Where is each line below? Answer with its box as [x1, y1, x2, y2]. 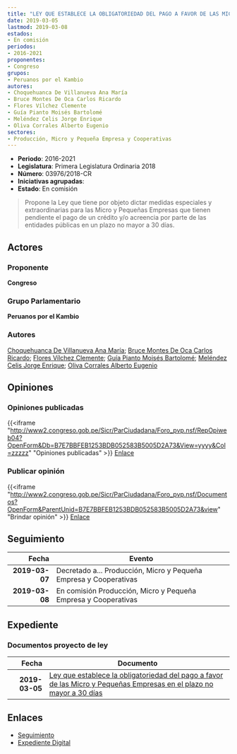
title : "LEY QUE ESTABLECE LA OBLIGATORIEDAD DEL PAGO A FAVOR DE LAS [7, 10, 219, 18]
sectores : [7, 129, 37, 136]
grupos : [7, 69, 30, 76]
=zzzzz [7, 449, 29, 457]
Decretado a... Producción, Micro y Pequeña [56, 566, 202, 576]
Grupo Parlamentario [7, 296, 81, 306]
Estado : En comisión [17, 184, 78, 193]
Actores [7, 241, 44, 253]
